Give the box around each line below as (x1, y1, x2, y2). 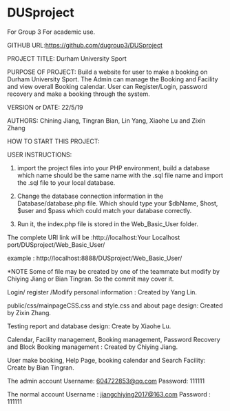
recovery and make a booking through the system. (7, 90, 150, 98)
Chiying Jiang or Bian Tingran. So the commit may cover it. (7, 274, 174, 283)
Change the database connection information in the (17, 192, 164, 200)
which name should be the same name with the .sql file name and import (17, 171, 224, 179)
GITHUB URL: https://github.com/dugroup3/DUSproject (7, 41, 163, 49)
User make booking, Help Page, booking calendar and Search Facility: (7, 356, 206, 364)
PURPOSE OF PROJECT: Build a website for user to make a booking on (7, 68, 208, 76)
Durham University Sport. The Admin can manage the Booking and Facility (7, 74, 218, 83)
